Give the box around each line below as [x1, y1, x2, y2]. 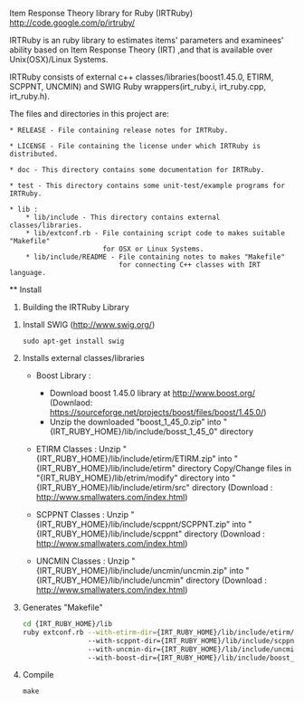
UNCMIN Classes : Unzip [35, 556, 129, 566]
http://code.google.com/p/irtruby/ [9, 17, 136, 28]
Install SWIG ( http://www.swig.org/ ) [22, 319, 156, 329]
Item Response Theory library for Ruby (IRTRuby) [9, 8, 194, 18]
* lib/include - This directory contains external [25, 213, 221, 222]
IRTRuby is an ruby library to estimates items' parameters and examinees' [9, 35, 284, 45]
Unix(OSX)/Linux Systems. [9, 54, 109, 64]
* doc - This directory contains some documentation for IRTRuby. [9, 166, 265, 175]
